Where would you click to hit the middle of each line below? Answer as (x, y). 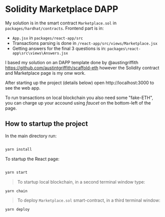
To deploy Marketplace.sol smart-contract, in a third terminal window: (89, 201)
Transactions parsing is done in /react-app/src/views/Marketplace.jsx (85, 43)
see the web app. (23, 88)
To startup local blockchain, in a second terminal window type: (81, 182)
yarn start (16, 172)
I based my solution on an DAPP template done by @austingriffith (72, 62)
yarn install (19, 149)
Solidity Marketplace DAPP (62, 9)
